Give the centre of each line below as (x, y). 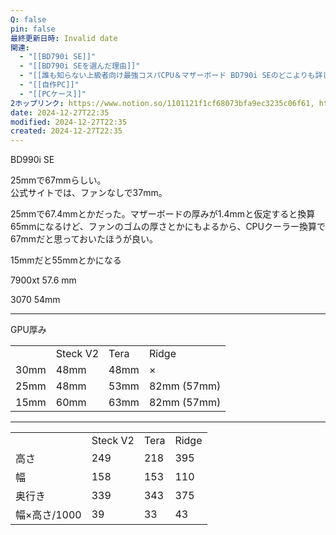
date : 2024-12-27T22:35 (60, 112)
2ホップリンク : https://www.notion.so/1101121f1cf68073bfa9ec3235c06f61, (162, 103)
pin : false (33, 29)
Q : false (28, 19)
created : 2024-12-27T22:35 (66, 131)
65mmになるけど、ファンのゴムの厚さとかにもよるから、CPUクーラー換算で (168, 227)
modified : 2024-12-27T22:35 (69, 122)
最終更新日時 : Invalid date (64, 38)
